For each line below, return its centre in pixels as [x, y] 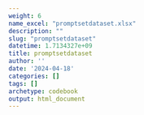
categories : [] [34, 76]
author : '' [27, 62]
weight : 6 [25, 16]
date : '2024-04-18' [41, 69]
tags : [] [23, 83]
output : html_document [47, 99]
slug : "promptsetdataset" [52, 38]
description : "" [36, 31]
